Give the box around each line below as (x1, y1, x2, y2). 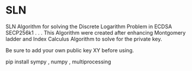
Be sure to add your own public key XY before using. (5, 46, 135, 53)
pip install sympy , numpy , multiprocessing (5, 58, 111, 65)
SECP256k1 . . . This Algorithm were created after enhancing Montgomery (5, 29, 186, 36)
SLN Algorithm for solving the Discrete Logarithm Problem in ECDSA (5, 23, 172, 30)
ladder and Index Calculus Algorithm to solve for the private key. (5, 35, 162, 42)
